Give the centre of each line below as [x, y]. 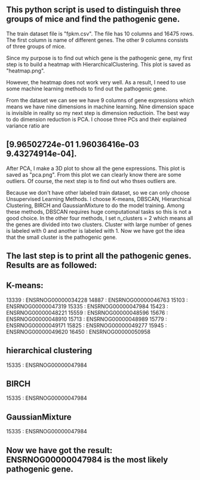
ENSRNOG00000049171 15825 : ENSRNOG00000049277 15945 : [87, 325]
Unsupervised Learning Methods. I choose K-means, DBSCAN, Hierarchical [99, 199]
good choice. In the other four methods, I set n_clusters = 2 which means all [100, 218]
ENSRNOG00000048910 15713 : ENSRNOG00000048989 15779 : [87, 319]
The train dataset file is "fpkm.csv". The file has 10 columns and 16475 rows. [100, 34]
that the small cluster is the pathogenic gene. [62, 237]
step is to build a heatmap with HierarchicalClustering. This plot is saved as [99, 64]
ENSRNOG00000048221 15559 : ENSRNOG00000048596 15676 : [87, 312]
